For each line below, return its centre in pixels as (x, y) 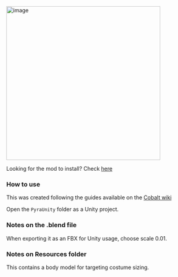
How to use (23, 184)
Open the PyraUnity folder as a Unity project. (63, 210)
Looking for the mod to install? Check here (60, 169)
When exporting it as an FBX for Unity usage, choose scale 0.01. (87, 238)
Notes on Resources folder (46, 254)
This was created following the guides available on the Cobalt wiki (89, 197)
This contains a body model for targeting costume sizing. (78, 267)
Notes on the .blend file (42, 225)
